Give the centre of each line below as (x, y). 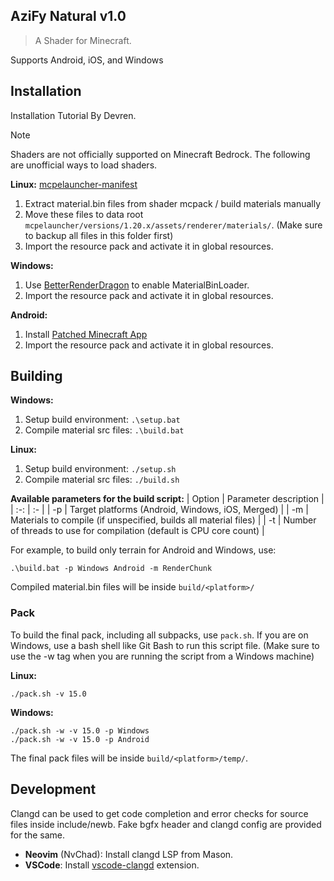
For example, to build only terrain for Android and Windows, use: (143, 550)
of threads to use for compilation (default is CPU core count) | (137, 531)
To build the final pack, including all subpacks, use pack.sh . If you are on (159, 635)
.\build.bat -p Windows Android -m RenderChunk (111, 569)
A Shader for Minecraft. (83, 40)
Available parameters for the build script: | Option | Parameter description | (167, 499)
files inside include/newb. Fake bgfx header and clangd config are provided (166, 824)
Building (36, 376)
